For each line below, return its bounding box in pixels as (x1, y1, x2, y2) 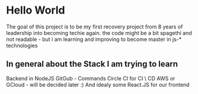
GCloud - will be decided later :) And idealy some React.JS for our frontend (6, 81, 190, 88)
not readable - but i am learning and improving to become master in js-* (6, 35, 182, 43)
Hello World (6, 4, 65, 17)
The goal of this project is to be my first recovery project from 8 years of (6, 23, 183, 30)
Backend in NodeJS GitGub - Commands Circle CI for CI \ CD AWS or (6, 74, 175, 82)
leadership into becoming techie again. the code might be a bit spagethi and (6, 29, 193, 36)
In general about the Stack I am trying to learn (6, 59, 178, 69)
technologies (6, 42, 38, 49)
